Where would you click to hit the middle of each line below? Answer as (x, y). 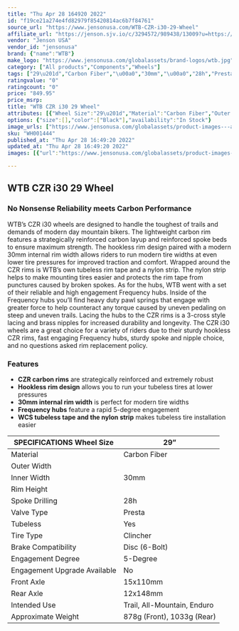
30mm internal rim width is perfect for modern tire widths (103, 402)
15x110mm (143, 582)
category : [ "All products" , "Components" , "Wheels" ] (84, 67)
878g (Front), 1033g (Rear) (170, 616)
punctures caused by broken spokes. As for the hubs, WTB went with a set (117, 284)
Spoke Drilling (34, 501)
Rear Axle (27, 593)
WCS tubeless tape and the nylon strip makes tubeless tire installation (122, 417)
